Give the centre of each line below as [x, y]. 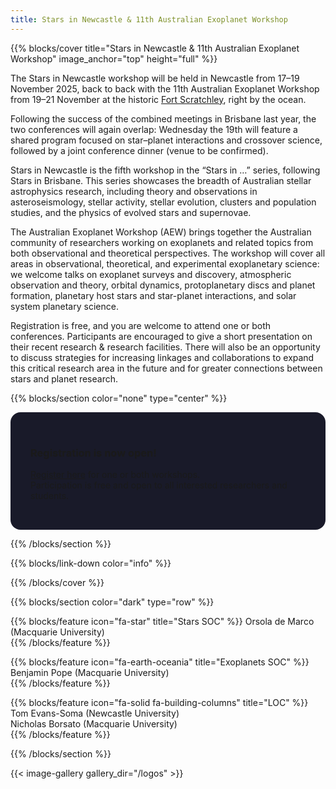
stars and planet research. [64, 378]
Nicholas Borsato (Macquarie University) [94, 723]
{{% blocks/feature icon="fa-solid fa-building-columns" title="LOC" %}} [159, 702]
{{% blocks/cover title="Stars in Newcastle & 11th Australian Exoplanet [155, 48]
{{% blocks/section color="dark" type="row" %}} [112, 602]
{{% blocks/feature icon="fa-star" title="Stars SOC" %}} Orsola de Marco [162, 621]
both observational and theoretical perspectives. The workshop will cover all [168, 253]
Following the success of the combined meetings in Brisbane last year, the [163, 118]
